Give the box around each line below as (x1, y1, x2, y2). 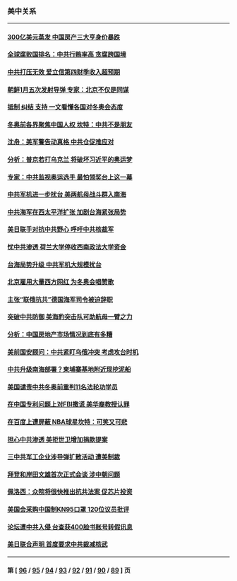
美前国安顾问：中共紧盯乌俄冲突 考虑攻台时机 (7, 348, 139, 356)
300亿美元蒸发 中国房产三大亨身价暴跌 (7, 33, 121, 41)
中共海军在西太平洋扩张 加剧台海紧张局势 (7, 207, 127, 216)
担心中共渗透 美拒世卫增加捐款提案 (7, 435, 108, 443)
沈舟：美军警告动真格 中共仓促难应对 (7, 138, 114, 146)
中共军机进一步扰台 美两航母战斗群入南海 (7, 190, 127, 199)
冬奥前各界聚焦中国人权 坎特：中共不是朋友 (7, 120, 133, 129)
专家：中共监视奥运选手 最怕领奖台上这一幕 (7, 172, 133, 181)
